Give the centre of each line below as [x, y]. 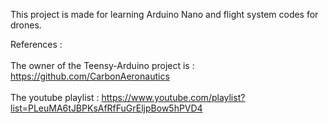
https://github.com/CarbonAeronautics [90, 76]
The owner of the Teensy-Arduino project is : [102, 65]
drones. [26, 25]
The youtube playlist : [55, 97]
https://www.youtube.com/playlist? [173, 97]
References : [36, 44]
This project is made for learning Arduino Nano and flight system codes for [164, 14]
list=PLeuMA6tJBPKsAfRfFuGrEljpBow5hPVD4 [106, 108]
